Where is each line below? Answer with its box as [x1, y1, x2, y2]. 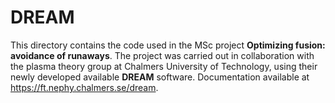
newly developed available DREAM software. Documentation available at [10, 71, 310, 83]
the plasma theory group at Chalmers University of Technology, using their [10, 60, 318, 72]
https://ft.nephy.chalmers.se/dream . [10, 81, 159, 93]
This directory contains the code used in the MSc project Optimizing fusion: [10, 39, 326, 51]
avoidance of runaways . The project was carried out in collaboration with [10, 49, 315, 61]
